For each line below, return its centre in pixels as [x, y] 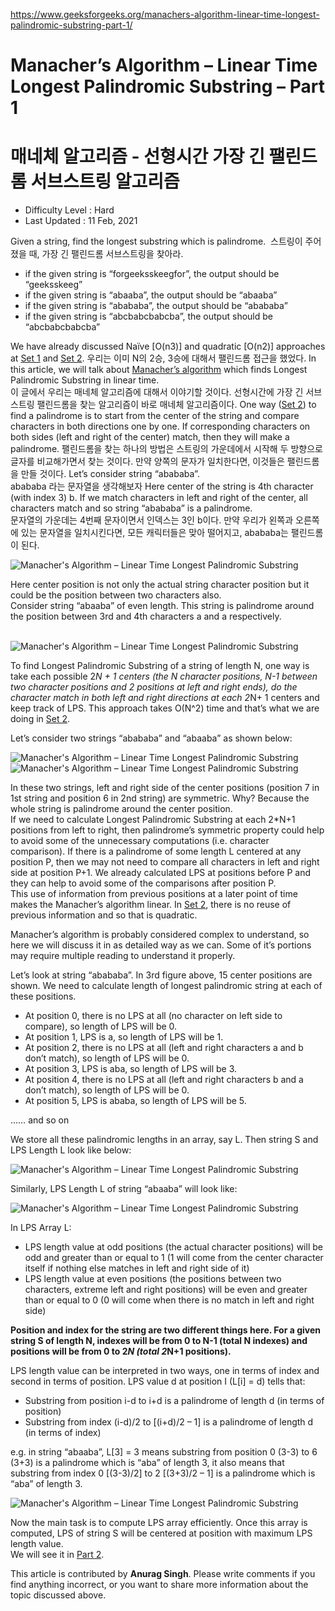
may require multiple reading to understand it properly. [123, 956]
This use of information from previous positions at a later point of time [154, 894]
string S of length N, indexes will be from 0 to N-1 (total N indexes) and [159, 1341]
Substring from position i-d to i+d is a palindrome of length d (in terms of [174, 1401]
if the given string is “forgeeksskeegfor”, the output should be [152, 274]
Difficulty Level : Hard [69, 210]
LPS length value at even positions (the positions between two [153, 1279]
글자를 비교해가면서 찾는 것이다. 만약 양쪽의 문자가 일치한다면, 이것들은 [147, 461]
